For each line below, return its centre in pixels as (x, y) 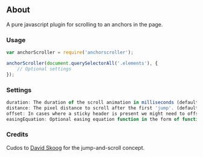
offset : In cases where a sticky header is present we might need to (96, 114)
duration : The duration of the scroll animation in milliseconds (90, 102)
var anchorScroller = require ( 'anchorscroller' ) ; (70, 53)
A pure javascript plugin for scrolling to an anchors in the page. (85, 24)
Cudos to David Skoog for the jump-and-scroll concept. (76, 147)
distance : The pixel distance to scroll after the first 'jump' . (90, 108)
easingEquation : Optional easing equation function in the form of (93, 119)
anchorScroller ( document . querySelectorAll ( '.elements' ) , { (82, 63)
